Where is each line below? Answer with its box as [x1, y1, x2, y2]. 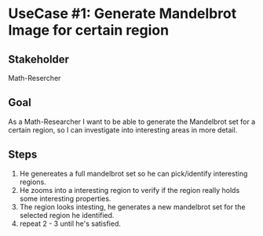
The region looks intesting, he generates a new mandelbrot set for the [19, 202, 246, 212]
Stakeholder [8, 53, 69, 66]
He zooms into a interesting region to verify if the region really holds [19, 185, 240, 194]
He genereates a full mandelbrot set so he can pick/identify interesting [19, 169, 248, 178]
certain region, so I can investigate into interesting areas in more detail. [8, 125, 238, 134]
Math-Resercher [8, 74, 61, 82]
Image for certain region [8, 21, 170, 39]
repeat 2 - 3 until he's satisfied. [19, 219, 122, 228]
